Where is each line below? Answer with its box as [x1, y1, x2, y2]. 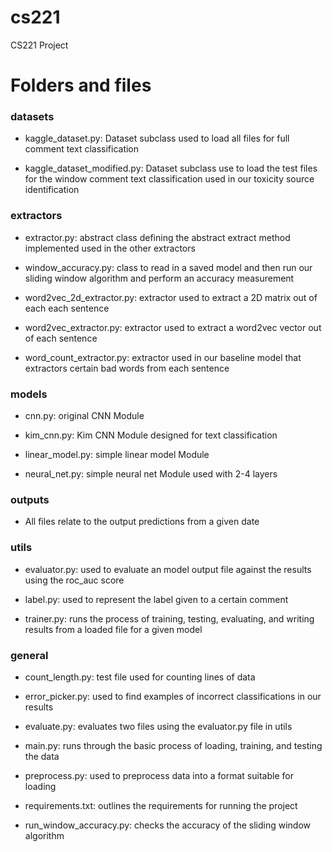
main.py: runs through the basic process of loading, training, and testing [24, 739, 323, 751]
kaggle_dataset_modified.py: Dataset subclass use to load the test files [24, 162, 318, 175]
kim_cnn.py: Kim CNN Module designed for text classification [24, 429, 278, 441]
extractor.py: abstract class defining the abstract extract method [24, 231, 291, 243]
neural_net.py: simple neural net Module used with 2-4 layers [24, 468, 278, 480]
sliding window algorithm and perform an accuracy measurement [24, 272, 295, 284]
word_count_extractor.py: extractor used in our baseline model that [24, 351, 302, 363]
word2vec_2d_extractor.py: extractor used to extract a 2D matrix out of [24, 291, 318, 303]
